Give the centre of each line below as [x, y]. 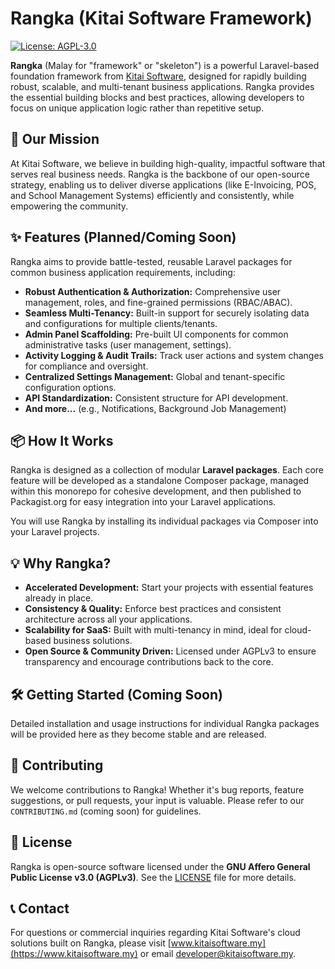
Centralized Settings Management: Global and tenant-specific [155, 376]
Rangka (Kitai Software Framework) [161, 18]
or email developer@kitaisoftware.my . [218, 954]
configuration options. [70, 387]
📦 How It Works [62, 440]
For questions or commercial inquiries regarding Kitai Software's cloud [155, 933]
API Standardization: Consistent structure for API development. [156, 398]
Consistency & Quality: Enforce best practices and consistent [153, 609]
